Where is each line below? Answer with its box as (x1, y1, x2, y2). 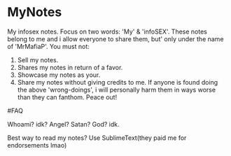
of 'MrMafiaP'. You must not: (7, 42, 90, 50)
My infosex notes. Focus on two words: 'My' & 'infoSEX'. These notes (7, 27, 208, 36)
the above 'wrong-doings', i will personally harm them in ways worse (17, 85, 216, 94)
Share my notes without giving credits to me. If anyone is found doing (17, 78, 218, 86)
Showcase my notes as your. (17, 71, 101, 79)
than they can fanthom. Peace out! (17, 92, 118, 101)
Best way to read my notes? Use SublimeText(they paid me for (7, 134, 187, 142)
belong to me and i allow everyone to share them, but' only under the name (7, 34, 224, 43)
